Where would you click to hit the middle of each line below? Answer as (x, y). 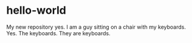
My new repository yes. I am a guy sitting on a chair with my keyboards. (96, 27)
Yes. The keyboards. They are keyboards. (58, 33)
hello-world (36, 10)
